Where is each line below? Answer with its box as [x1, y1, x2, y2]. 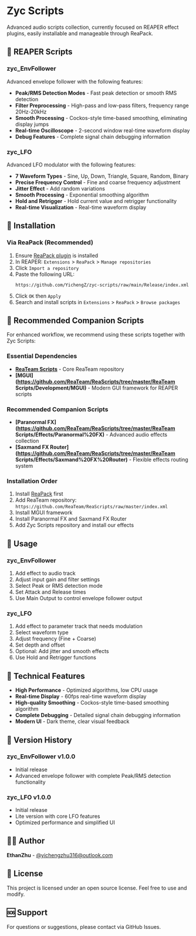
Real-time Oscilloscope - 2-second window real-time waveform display [15, 126, 190, 134]
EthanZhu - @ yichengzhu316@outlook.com [6, 851, 113, 858]
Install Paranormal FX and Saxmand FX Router [15, 515, 127, 522]
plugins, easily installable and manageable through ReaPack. [6, 29, 153, 36]
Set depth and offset [15, 641, 65, 648]
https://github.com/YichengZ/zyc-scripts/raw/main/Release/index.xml [15, 282, 190, 288]
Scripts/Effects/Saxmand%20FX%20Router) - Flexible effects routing [15, 456, 188, 463]
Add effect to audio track [15, 569, 76, 577]
